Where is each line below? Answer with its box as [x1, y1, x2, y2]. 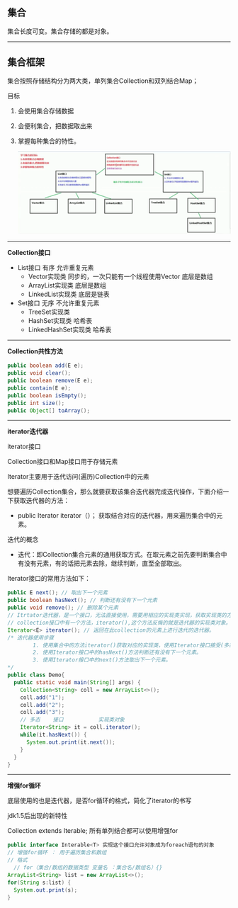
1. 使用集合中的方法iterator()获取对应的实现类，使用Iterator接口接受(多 [33, 642, 229, 649]
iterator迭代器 [7, 427, 49, 436]
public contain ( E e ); [7, 385, 72, 392]
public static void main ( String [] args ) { [13, 679, 141, 686]
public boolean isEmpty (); [7, 392, 87, 399]
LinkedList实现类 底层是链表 [28, 290, 110, 299]
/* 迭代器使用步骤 [7, 634, 55, 641]
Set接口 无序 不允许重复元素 [17, 299, 100, 307]
